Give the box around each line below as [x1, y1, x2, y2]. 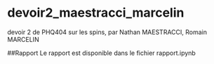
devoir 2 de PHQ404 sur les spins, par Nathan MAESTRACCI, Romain [7, 28, 207, 36]
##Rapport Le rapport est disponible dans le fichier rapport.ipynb [7, 49, 196, 57]
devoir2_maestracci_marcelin [7, 5, 185, 21]
